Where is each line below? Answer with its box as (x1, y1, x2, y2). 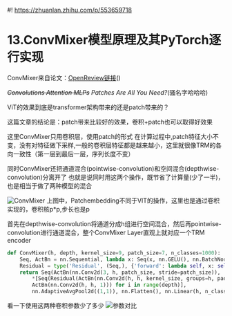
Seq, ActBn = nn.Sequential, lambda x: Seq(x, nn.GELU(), (19, 256, 190, 263)
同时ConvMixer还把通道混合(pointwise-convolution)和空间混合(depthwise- (7, 164, 220, 172)
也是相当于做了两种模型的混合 (7, 181, 92, 189)
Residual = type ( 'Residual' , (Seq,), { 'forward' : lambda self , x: (19, 262, 215, 269)
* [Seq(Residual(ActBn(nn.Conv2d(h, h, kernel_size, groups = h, (32, 275, 215, 282)
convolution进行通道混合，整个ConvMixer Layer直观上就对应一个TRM (7, 228, 205, 236)
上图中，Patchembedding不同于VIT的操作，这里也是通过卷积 (46, 196, 220, 205)
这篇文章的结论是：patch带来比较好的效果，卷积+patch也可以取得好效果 (7, 118, 213, 126)
